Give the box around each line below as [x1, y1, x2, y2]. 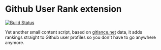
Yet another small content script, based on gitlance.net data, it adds [5, 29, 143, 35]
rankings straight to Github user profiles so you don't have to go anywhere [5, 34, 156, 40]
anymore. [5, 39, 25, 45]
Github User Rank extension [5, 3, 122, 15]
